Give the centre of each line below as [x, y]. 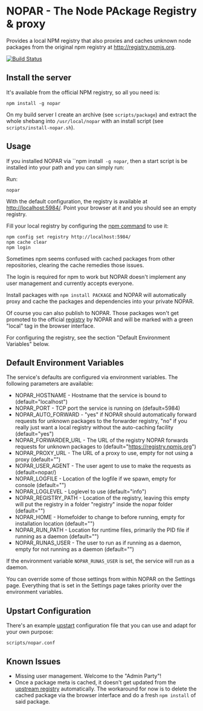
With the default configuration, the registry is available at [77, 201]
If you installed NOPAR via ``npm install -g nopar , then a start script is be [97, 161]
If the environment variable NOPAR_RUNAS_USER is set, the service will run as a [100, 561]
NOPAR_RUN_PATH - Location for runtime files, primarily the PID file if [102, 530]
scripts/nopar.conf [31, 643]
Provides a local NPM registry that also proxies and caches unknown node [99, 40]
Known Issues [34, 661]
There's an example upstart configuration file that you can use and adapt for [101, 625]
